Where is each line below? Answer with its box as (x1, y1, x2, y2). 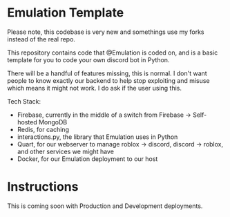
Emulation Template (7, 5, 124, 21)
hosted (17, 117, 38, 126)
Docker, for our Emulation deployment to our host (17, 154, 158, 163)
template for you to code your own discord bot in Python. (7, 55, 170, 64)
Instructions (7, 179, 79, 195)
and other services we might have (17, 147, 114, 155)
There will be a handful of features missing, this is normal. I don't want (7, 69, 207, 77)
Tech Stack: (7, 97, 41, 105)
